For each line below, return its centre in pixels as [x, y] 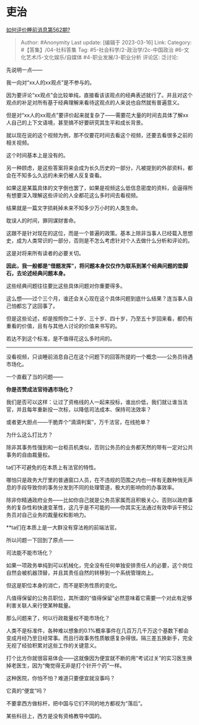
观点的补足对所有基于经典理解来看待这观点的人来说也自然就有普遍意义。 [94, 102]
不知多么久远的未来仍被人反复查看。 [60, 175]
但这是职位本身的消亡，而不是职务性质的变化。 [63, 585]
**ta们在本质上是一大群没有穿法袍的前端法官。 [63, 527]
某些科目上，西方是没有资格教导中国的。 [55, 715]
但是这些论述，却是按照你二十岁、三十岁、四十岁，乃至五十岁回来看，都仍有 [99, 318]
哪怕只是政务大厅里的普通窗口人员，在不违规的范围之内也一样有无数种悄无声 [99, 480]
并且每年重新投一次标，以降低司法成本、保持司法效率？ [84, 409]
